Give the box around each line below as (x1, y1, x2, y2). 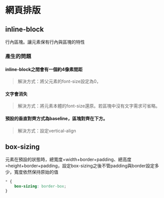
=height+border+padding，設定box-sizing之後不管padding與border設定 (5, 163, 155, 169)
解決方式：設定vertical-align (17, 127, 77, 134)
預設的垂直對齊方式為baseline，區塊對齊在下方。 (5, 115, 107, 121)
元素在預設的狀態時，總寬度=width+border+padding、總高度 (5, 157, 132, 163)
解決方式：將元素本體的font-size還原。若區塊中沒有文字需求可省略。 (17, 103, 160, 109)
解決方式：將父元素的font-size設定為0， (17, 79, 101, 85)
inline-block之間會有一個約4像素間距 (5, 66, 83, 72)
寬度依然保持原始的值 (14, 169, 59, 175)
